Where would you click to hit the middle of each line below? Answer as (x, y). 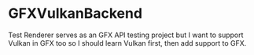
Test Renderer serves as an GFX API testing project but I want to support (126, 35)
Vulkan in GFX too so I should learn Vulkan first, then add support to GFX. (127, 43)
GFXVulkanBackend (75, 14)
